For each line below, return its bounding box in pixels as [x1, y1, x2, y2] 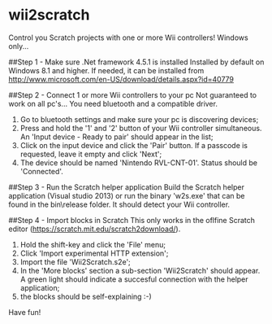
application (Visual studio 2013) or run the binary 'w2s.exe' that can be [8, 190, 245, 200]
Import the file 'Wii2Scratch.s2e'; [19, 256, 132, 266]
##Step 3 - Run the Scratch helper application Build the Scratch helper [8, 182, 245, 192]
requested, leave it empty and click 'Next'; [19, 149, 162, 159]
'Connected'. [19, 166, 63, 176]
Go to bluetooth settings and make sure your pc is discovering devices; [19, 114, 259, 124]
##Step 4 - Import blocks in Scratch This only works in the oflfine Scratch [8, 215, 256, 225]
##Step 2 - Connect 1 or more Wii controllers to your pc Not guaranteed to [8, 90, 257, 99]
